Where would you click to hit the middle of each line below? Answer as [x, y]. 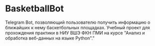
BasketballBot [35, 9]
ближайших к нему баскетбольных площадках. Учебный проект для [77, 27]
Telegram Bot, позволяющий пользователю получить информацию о [78, 22]
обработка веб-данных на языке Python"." [50, 38]
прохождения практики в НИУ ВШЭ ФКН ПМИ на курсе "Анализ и [75, 33]
